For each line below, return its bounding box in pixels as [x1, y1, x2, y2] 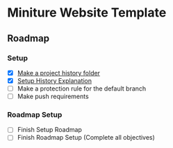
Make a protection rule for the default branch [17, 84, 147, 93]
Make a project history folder [17, 68, 101, 77]
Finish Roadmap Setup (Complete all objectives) [17, 133, 155, 142]
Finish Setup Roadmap [17, 126, 82, 134]
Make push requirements [17, 92, 89, 101]
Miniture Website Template [7, 5, 167, 21]
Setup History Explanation [17, 76, 92, 84]
